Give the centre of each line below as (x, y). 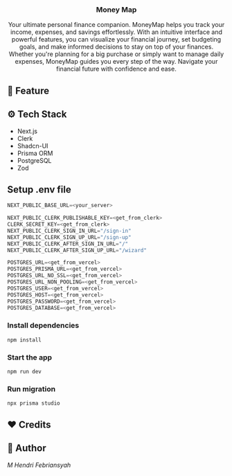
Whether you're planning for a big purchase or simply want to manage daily (116, 54)
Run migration (32, 389)
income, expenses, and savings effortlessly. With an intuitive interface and (116, 32)
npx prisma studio (34, 403)
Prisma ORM (35, 153)
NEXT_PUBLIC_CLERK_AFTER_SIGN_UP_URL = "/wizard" (77, 250)
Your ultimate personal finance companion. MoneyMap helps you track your (116, 25)
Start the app (30, 357)
